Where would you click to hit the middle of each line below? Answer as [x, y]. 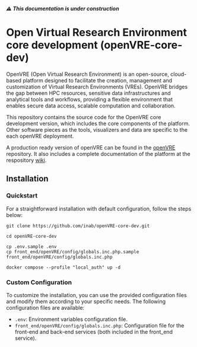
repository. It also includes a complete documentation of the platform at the [99, 154]
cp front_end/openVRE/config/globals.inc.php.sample [73, 252]
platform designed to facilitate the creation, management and [98, 80]
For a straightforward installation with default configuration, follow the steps [99, 208]
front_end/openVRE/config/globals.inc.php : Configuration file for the [99, 325]
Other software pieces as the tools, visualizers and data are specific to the [97, 129]
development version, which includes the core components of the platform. [98, 123]
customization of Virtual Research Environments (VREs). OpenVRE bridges [97, 87]
